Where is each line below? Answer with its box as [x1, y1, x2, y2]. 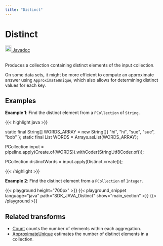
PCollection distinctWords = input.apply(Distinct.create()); [5, 159, 123, 165]
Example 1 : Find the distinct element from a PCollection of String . [5, 110, 140, 116]
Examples [5, 96, 36, 105]
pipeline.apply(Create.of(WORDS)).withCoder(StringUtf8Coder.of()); [5, 149, 144, 155]
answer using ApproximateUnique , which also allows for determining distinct [5, 77, 158, 83]
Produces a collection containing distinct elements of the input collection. [5, 62, 155, 68]
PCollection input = [5, 144, 44, 150]
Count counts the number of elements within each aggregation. [12, 226, 142, 232]
